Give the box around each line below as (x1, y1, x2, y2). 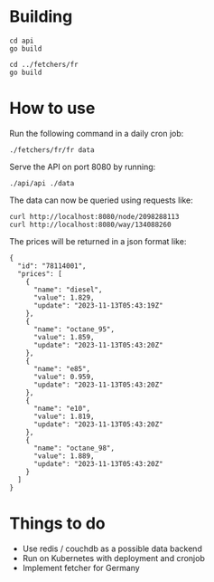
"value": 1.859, (33, 332, 95, 341)
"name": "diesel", (33, 285, 103, 294)
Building (9, 6, 73, 27)
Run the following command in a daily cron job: (9, 128, 184, 138)
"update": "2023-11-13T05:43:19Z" (33, 301, 164, 310)
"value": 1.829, (33, 292, 95, 302)
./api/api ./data (9, 178, 75, 187)
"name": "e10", (33, 404, 91, 413)
